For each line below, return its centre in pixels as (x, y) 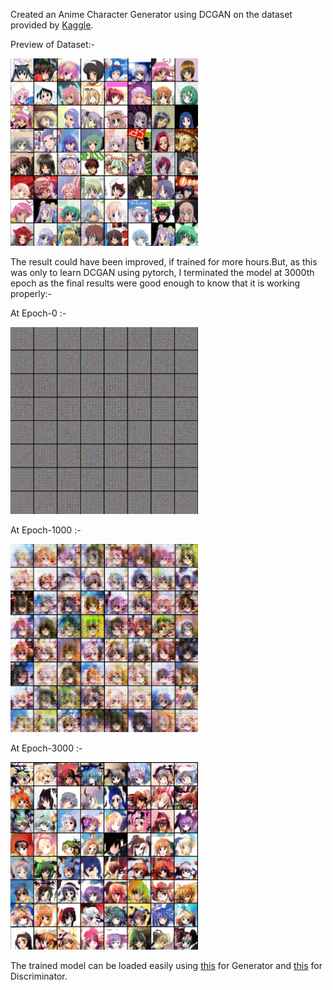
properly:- (31, 293)
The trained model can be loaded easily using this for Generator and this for (166, 965)
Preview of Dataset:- (53, 44)
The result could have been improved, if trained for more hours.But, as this (164, 262)
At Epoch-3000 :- (46, 748)
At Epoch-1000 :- (46, 530)
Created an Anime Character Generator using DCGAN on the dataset (151, 14)
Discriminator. (39, 976)
